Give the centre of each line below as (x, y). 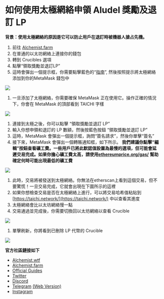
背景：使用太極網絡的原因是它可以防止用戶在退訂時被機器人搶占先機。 (76, 37)
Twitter (19, 275)
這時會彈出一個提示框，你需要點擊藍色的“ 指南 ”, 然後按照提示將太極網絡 (84, 72)
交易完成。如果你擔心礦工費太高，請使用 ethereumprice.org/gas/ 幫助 (87, 154)
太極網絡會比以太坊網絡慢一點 (42, 205)
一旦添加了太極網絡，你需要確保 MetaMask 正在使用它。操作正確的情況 (84, 98)
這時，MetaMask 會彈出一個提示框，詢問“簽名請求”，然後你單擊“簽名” (83, 136)
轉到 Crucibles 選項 (32, 60)
